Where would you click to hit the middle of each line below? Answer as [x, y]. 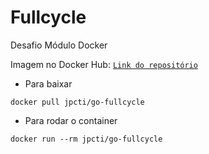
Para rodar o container [71, 120]
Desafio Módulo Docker [59, 45]
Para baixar [48, 83]
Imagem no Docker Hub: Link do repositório [104, 64]
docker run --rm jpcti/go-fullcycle [86, 139]
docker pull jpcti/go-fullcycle [77, 102]
